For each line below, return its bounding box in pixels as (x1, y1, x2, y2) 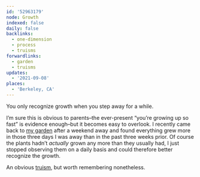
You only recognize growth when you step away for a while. (6, 103, 154, 110)
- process (11, 42, 36, 48)
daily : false (6, 25, 39, 32)
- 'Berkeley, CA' (11, 86, 55, 92)
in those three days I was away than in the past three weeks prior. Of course (6, 133, 195, 140)
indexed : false (6, 20, 44, 26)
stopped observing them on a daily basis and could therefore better (6, 145, 173, 153)
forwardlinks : (6, 53, 42, 59)
